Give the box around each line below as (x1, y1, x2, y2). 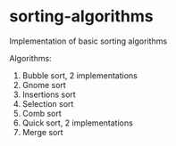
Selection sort (21, 98, 74, 109)
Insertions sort (21, 89, 76, 100)
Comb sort (21, 108, 63, 118)
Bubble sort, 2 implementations (21, 69, 138, 81)
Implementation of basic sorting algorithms (9, 36, 168, 46)
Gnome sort (21, 79, 67, 90)
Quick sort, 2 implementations (21, 118, 134, 128)
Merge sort (21, 126, 64, 137)
